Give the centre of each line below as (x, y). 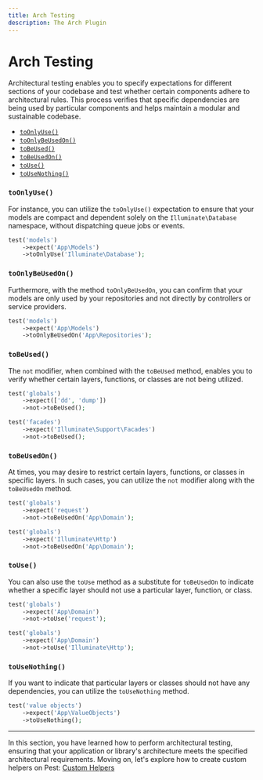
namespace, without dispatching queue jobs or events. (97, 225)
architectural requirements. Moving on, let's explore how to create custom (127, 759)
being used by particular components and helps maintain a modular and (124, 108)
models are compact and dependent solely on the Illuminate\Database (122, 217)
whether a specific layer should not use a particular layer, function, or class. (130, 590)
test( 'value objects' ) (45, 706)
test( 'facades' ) (34, 422)
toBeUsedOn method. (40, 489)
